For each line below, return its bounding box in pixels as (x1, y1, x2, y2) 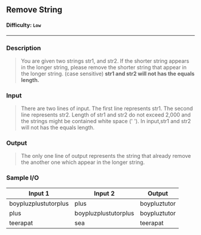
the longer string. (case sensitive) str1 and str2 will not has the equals (20, 70, 195, 77)
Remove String (6, 5, 63, 15)
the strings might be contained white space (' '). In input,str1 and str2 (20, 118, 191, 125)
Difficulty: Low (6, 21, 41, 29)
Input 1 (28, 189, 50, 197)
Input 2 (93, 189, 115, 197)
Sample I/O (6, 173, 39, 182)
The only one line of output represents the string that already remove (20, 152, 191, 160)
